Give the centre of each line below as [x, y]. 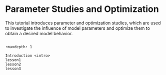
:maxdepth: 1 [19, 47]
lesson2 [13, 64]
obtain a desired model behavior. [39, 33]
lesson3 [13, 69]
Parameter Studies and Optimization [82, 9]
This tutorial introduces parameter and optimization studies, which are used [83, 23]
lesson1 [13, 60]
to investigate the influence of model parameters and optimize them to [77, 28]
